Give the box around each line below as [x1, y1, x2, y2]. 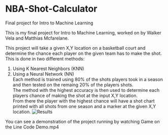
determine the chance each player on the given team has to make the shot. [5, 50, 162, 56]
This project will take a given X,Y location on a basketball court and [5, 45, 146, 51]
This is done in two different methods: [5, 55, 85, 61]
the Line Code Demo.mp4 [5, 124, 59, 130]
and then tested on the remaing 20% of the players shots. [12, 82, 133, 88]
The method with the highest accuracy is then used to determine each [12, 87, 160, 93]
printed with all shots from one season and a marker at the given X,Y [12, 103, 156, 109]
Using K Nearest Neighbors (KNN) [12, 65, 85, 72]
